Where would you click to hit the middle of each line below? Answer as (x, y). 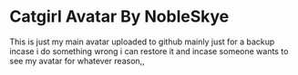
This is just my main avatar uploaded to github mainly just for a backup (142, 42)
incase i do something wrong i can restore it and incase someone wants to (149, 51)
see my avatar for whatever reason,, (77, 61)
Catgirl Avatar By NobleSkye (119, 17)
